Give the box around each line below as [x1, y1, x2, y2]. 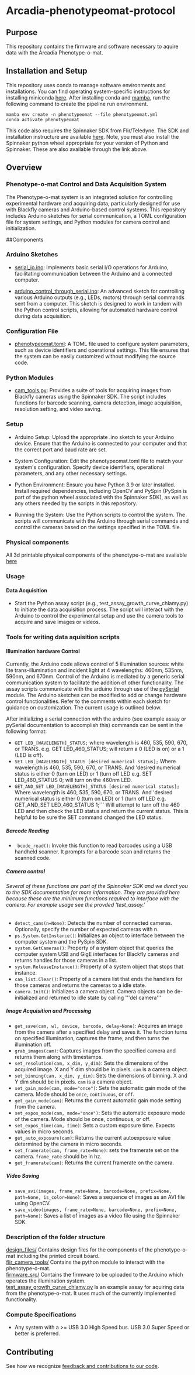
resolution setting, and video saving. [14, 406, 102, 413]
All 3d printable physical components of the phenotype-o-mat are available [6, 551, 187, 558]
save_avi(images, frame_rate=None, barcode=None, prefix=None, [14, 1188, 172, 1194]
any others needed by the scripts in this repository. [14, 499, 137, 507]
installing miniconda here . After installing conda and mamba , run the [6, 94, 170, 101]
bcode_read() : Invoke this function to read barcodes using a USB [17, 842, 172, 849]
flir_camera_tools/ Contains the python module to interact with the [6, 1259, 165, 1266]
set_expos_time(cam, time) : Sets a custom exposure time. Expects [14, 1122, 175, 1129]
